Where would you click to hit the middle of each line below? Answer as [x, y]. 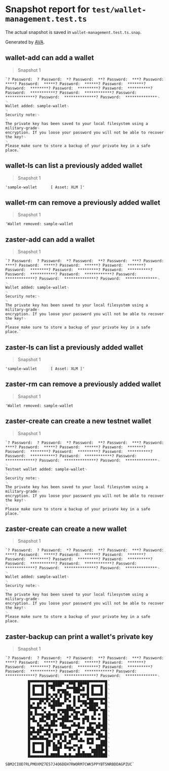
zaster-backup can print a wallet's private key [79, 637]
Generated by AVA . [25, 42]
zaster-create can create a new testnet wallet [78, 421]
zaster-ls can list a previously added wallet [74, 347]
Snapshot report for [48, 9]
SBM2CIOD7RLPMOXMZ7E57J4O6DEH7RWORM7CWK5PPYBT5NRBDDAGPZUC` [70, 764]
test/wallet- [119, 10]
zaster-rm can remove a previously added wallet [83, 384]
